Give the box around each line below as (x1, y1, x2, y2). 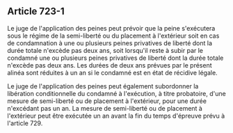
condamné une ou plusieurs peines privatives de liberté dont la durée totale (7, 54, 224, 62)
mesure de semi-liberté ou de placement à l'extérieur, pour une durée (7, 97, 207, 105)
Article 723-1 (7, 6, 65, 17)
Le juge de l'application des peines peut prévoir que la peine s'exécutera (7, 24, 216, 32)
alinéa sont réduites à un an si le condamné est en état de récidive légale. (7, 68, 218, 77)
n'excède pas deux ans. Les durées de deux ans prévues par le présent (7, 61, 212, 69)
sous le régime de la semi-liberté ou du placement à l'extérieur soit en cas (7, 31, 220, 40)
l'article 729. (7, 118, 43, 127)
